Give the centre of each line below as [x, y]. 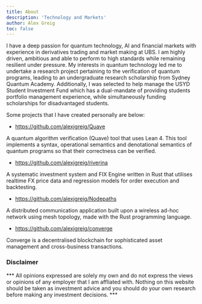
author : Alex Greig [31, 23]
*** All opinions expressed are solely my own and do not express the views [100, 275]
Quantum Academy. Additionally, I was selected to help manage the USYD [98, 84]
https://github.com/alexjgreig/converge [64, 229]
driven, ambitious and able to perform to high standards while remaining [96, 58]
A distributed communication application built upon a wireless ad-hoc [93, 211]
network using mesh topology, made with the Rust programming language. [99, 217]
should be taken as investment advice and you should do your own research [101, 288]
